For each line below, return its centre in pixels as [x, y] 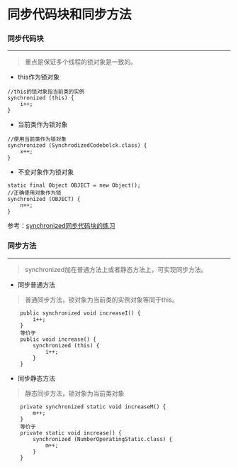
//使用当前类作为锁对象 [37, 139]
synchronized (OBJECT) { [44, 200]
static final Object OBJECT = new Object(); [74, 185]
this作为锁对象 [39, 77]
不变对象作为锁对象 [46, 172]
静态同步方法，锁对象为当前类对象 [74, 393]
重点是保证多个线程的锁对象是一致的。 [80, 62]
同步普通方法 [36, 284]
